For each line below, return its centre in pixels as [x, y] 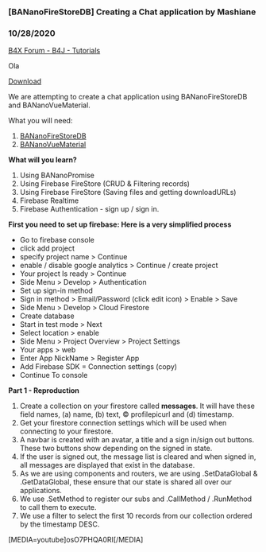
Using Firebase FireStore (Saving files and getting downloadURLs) [128, 192]
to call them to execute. [58, 507]
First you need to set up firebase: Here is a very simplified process [120, 224]
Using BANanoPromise [57, 175]
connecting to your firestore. [66, 431]
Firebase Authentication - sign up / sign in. [89, 209]
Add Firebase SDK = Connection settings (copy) [98, 367]
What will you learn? [42, 160]
